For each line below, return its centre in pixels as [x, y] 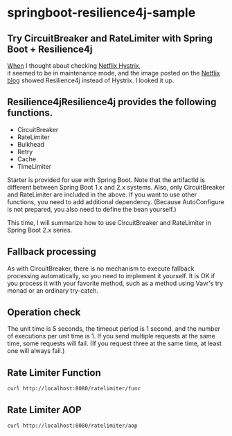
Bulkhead [31, 144]
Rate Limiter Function [54, 373]
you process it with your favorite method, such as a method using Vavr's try [115, 283]
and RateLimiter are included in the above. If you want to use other [102, 194]
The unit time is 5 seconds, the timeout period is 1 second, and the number [114, 329]
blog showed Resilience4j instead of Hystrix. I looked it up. [91, 80]
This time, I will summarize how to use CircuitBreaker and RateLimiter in [109, 222]
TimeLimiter [34, 166]
